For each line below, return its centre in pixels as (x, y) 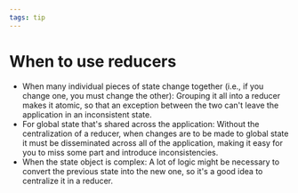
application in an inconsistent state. (87, 114)
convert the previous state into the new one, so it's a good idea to (142, 171)
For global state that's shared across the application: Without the (141, 124)
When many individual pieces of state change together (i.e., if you (143, 86)
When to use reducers (93, 61)
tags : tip (28, 17)
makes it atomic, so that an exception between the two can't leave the (150, 105)
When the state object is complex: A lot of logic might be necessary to (151, 162)
